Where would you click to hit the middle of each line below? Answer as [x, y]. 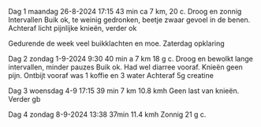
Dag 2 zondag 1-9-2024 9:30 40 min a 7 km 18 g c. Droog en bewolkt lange [131, 59]
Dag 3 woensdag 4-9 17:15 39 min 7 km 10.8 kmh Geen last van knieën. [124, 91]
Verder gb [24, 99]
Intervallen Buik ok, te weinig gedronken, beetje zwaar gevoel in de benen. [129, 20]
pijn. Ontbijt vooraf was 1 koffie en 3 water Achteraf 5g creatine [111, 75]
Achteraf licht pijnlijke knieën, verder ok [73, 28]
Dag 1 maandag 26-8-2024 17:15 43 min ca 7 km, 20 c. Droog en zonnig [125, 11]
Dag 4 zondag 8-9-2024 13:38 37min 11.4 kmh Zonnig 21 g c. [107, 114]
